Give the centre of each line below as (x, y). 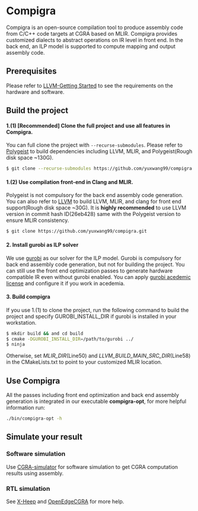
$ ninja (16, 345)
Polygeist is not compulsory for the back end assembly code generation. (95, 195)
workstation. (21, 322)
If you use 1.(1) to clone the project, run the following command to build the (98, 310)
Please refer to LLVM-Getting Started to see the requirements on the (90, 85)
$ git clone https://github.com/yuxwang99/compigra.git (76, 231)
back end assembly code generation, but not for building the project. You (95, 264)
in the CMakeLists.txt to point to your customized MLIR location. (84, 362)
